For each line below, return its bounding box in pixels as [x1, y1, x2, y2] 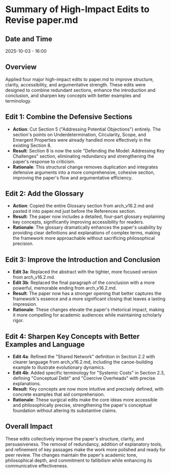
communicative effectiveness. [5, 462, 69, 468]
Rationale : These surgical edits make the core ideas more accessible [12, 397, 158, 403]
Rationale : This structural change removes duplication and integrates [12, 164, 158, 170]
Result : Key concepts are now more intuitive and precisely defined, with [12, 386, 164, 392]
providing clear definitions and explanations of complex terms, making [12, 230, 160, 236]
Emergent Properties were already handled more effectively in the [12, 137, 151, 143]
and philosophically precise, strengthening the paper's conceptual [12, 402, 152, 408]
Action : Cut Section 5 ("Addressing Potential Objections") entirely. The [12, 126, 161, 132]
